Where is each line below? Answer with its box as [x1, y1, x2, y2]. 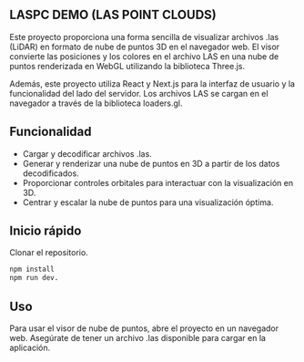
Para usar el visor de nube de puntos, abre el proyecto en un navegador [9, 323, 279, 334]
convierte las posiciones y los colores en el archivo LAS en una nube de [9, 50, 279, 62]
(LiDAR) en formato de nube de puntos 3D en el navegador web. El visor [9, 41, 280, 52]
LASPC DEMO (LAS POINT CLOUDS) [9, 7, 217, 23]
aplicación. [9, 342, 51, 353]
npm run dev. [9, 274, 59, 283]
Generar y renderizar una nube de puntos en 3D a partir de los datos [22, 158, 280, 169]
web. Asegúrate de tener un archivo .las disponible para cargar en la [9, 333, 267, 343]
